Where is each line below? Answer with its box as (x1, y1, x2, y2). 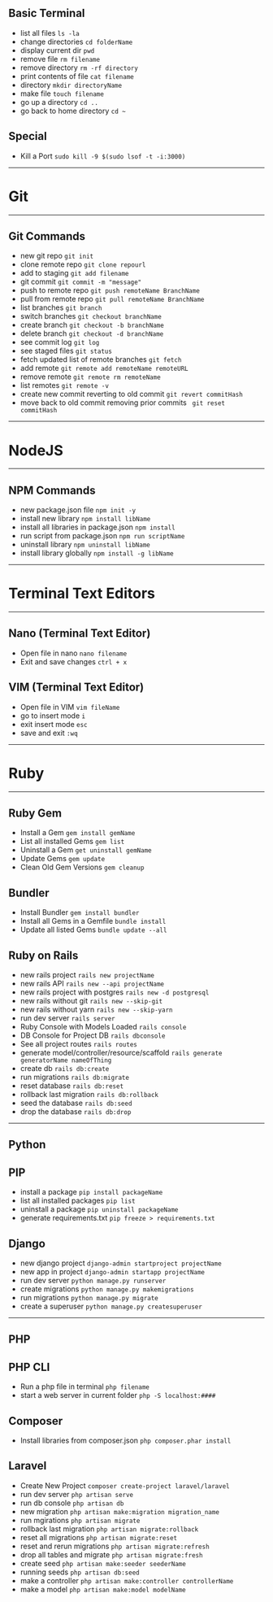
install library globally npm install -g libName (19, 548, 174, 558)
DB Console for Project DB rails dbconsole (19, 1030, 166, 1040)
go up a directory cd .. (19, 97, 99, 107)
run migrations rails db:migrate (19, 1073, 130, 1082)
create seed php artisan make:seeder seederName (19, 1558, 187, 1568)
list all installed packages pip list (19, 1195, 136, 1206)
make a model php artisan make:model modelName (19, 1584, 187, 1594)
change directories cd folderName (19, 37, 133, 46)
